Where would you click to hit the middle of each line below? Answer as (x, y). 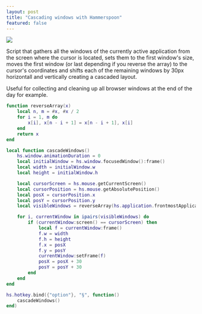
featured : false (26, 23)
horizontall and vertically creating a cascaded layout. (72, 77)
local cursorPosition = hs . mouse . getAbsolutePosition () (89, 189)
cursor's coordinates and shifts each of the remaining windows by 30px (95, 70)
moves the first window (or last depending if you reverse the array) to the (97, 64)
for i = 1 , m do (38, 117)
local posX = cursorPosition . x (56, 195)
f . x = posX (52, 245)
